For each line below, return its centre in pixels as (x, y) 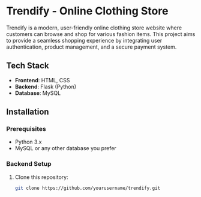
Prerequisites (26, 129)
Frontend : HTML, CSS (42, 80)
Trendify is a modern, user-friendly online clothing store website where (94, 28)
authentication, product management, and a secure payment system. (91, 47)
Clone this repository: (41, 177)
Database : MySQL (38, 93)
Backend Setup (29, 164)
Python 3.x (28, 142)
